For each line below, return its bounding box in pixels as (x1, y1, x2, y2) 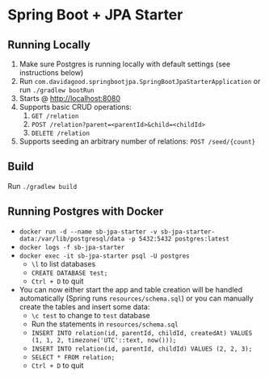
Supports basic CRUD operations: (19, 103, 132, 111)
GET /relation (31, 112, 79, 120)
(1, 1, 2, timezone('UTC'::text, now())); (31, 336, 177, 344)
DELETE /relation (31, 129, 90, 137)
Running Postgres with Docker (7, 204, 164, 219)
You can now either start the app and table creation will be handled (19, 284, 243, 294)
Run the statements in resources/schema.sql (31, 319, 179, 329)
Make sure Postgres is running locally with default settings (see (19, 59, 231, 69)
